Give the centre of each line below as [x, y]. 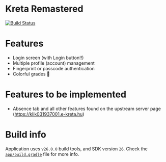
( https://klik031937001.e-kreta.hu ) [48, 114]
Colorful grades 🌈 [31, 74]
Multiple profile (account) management [54, 63]
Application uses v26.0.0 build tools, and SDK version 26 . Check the [76, 149]
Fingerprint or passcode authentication [54, 68]
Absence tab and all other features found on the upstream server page [87, 109]
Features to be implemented [66, 94]
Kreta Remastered [44, 9]
